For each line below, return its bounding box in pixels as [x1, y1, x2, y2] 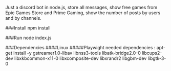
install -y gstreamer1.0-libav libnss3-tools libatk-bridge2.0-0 [13, 50, 141, 56]
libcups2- [141, 50, 162, 56]
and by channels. [5, 15, 42, 21]
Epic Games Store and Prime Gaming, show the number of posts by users [5, 10, 161, 16]
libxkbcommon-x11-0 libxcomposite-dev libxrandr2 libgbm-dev [14, 55, 147, 61]
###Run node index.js [5, 35, 52, 41]
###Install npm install [5, 25, 51, 31]
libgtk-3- [147, 55, 166, 61]
